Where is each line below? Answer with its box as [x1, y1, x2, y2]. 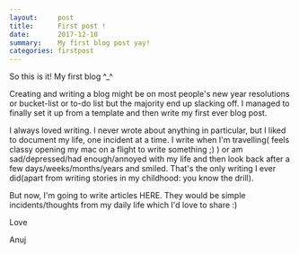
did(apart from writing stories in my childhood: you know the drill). [9, 172, 254, 184]
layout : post [9, 13, 75, 22]
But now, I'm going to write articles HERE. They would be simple [9, 190, 246, 201]
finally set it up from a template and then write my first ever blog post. [9, 108, 268, 118]
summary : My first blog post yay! [9, 38, 151, 48]
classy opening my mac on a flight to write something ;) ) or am [9, 145, 243, 155]
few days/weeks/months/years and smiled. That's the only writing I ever [9, 163, 277, 174]
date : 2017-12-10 [9, 30, 99, 39]
